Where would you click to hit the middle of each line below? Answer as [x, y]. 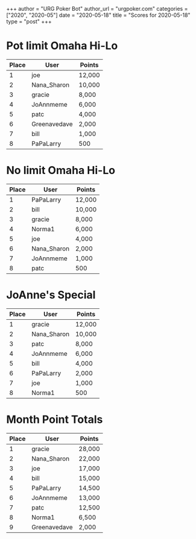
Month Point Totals [55, 419]
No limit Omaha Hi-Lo [61, 170]
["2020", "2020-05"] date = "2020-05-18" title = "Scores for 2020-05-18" [99, 15]
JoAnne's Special [51, 295]
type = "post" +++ [29, 21]
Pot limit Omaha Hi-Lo [62, 46]
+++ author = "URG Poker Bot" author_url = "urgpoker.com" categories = [97, 9]
